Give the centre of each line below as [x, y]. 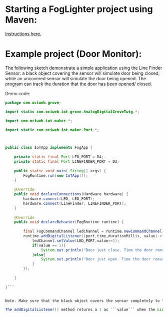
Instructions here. [23, 34]
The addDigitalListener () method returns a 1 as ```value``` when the [80, 310]
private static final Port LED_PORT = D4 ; [59, 157]
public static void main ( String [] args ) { [60, 171]
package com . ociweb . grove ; [33, 103]
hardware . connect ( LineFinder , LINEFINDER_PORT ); [75, 203]
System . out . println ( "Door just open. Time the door [96, 259]
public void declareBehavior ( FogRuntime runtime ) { [69, 222]
